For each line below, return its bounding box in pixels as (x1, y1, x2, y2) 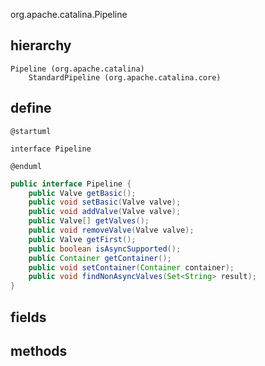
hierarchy (10, 37, 72, 54)
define (10, 100, 52, 117)
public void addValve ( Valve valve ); (28, 207, 182, 217)
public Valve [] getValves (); (28, 216, 150, 226)
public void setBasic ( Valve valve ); (28, 197, 182, 208)
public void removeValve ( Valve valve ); (28, 225, 195, 235)
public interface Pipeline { (10, 179, 132, 189)
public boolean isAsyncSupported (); (28, 244, 182, 254)
